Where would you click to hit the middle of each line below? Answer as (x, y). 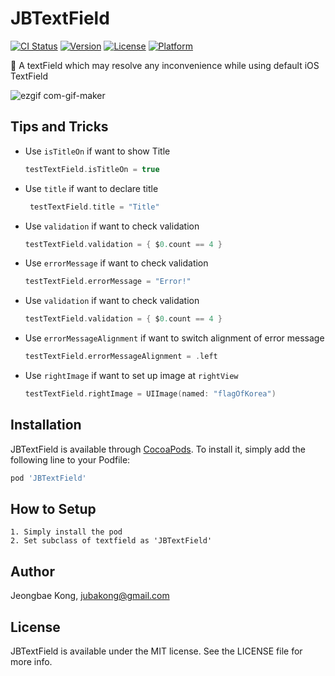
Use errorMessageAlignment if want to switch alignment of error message (174, 338)
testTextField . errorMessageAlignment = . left (121, 357)
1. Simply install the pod (66, 532)
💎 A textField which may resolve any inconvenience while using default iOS (165, 65)
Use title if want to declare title (91, 188)
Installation (46, 425)
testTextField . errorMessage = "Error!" (108, 282)
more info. (31, 661)
